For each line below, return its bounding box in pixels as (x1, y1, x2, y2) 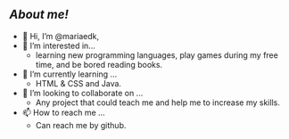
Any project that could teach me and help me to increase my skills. (35, 97, 281, 108)
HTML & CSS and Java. (35, 78, 122, 88)
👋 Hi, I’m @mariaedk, (21, 30, 100, 41)
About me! (9, 7, 70, 22)
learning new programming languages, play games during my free (35, 49, 278, 61)
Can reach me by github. (35, 119, 127, 130)
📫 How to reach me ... (21, 107, 105, 118)
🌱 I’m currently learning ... (21, 69, 118, 79)
